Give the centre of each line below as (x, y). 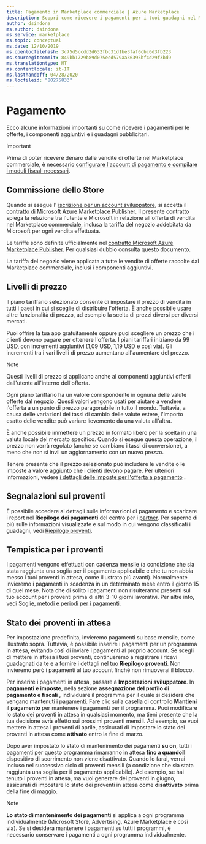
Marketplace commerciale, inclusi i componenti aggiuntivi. (80, 268)
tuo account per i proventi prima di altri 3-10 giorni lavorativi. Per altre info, (101, 597)
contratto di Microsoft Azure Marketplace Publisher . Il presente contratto (98, 211)
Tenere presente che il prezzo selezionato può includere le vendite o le (96, 464)
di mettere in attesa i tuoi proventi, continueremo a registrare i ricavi (92, 657)
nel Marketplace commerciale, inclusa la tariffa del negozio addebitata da (99, 224)
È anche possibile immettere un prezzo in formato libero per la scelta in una (102, 432)
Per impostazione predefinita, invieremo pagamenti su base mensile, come (101, 638)
